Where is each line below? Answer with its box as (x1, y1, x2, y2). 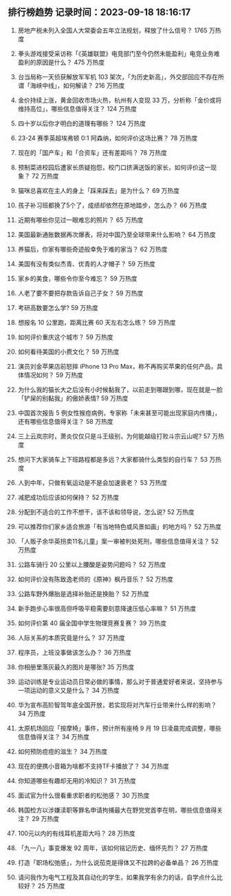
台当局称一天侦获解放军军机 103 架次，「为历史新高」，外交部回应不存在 (17, 72, 219, 81)
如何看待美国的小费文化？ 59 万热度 (17, 347, 120, 356)
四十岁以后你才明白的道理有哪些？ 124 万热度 (17, 119, 146, 128)
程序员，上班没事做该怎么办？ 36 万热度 (17, 648, 131, 656)
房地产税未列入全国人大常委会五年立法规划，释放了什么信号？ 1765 (17, 26, 208, 34)
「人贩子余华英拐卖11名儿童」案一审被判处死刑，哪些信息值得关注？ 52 (17, 537, 219, 545)
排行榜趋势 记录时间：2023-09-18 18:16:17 (8, 6, 191, 19)
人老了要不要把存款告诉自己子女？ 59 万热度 (17, 289, 144, 297)
